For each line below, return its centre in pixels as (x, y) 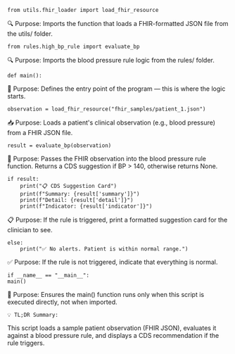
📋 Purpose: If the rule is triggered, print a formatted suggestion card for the (118, 220)
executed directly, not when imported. (62, 302)
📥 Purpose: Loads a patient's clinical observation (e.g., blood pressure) (112, 122)
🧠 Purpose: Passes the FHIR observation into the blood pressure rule (107, 159)
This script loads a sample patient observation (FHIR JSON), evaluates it (112, 328)
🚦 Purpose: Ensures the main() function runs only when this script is (106, 295)
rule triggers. (26, 343)
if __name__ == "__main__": (49, 275)
